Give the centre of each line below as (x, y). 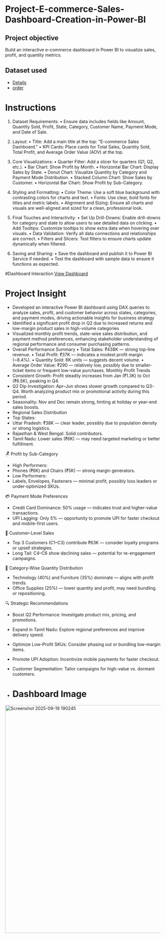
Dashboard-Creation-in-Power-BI (76, 20)
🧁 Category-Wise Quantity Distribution (44, 568)
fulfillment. (23, 444)
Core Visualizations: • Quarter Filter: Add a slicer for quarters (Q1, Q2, (83, 161)
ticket (18, 370)
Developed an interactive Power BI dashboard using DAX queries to (81, 307)
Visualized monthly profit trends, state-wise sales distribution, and (80, 333)
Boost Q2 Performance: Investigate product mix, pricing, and (74, 614)
